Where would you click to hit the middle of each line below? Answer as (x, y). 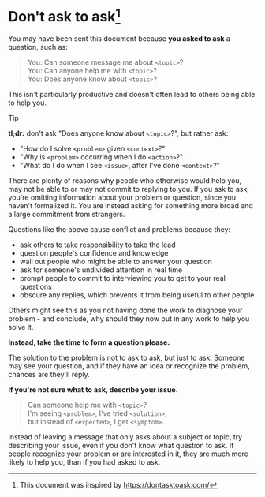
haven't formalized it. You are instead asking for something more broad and (131, 206)
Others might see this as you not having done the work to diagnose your (125, 310)
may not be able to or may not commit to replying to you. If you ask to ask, (129, 189)
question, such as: (38, 47)
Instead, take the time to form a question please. (89, 342)
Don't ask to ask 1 (64, 15)
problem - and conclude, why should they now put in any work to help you (129, 319)
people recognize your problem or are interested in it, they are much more (128, 454)
